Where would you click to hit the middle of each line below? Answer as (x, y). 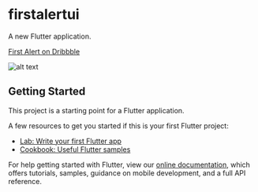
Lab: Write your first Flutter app (71, 141)
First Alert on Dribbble (44, 51)
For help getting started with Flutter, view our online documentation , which (129, 164)
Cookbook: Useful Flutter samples (75, 149)
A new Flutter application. (50, 36)
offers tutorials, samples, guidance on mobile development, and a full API (127, 173)
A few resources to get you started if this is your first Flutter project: (118, 126)
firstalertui (44, 15)
